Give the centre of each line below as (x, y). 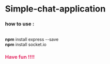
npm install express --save (32, 39)
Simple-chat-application (55, 9)
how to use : (20, 24)
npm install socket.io (26, 45)
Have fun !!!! (20, 57)
